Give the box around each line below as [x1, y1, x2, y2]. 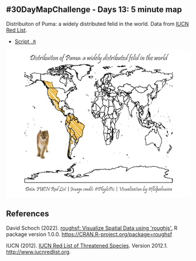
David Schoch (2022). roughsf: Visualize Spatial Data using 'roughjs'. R [6, 224, 178, 231]
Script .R [14, 38, 36, 45]
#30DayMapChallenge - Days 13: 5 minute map [6, 5, 182, 15]
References [6, 209, 49, 219]
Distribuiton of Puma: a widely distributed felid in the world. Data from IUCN [6, 20, 189, 27]
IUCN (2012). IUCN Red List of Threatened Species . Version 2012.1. [6, 242, 168, 249]
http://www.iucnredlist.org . [6, 248, 72, 255]
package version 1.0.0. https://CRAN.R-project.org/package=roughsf [6, 231, 173, 238]
